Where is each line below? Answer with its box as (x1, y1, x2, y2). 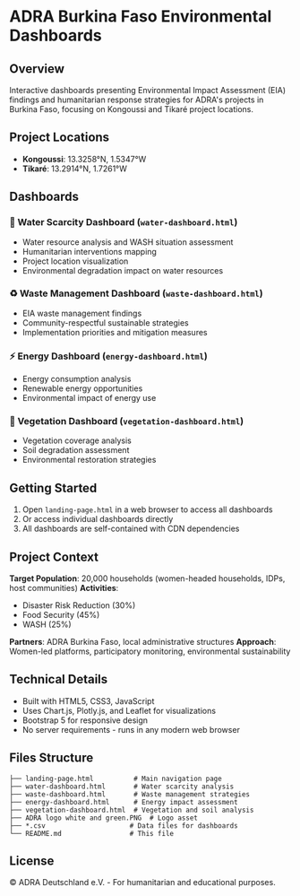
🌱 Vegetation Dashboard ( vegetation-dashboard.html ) (9, 415, 244, 428)
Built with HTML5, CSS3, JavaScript (21, 695, 155, 706)
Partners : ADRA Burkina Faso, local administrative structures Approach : (9, 637, 277, 648)
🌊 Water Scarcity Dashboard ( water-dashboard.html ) (9, 216, 238, 229)
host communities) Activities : (9, 583, 119, 594)
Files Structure (9, 751, 94, 766)
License (9, 854, 55, 869)
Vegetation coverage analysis (21, 435, 132, 446)
